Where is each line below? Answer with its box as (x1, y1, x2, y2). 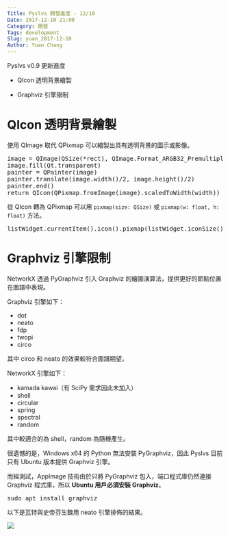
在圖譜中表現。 (7, 283, 49, 291)
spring (16, 405, 36, 414)
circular (16, 398, 39, 407)
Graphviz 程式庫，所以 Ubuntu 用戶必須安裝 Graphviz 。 (7, 481, 165, 489)
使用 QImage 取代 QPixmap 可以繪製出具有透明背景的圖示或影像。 (7, 141, 194, 149)
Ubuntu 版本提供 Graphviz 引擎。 (20, 457, 114, 465)
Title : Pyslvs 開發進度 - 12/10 (7, 10, 96, 17)
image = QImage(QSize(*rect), (7, 155, 109, 162)
